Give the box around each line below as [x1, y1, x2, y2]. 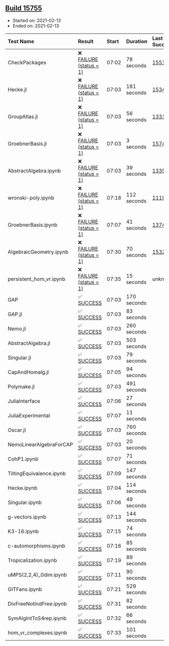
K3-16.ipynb [8, 528, 39, 535]
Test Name [8, 38, 34, 45]
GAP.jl [8, 311, 22, 318]
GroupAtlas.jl [8, 113, 38, 120]
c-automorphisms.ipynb [8, 542, 65, 549]
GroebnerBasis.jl [8, 140, 47, 147]
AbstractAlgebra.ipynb [8, 167, 61, 174]
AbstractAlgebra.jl [8, 339, 50, 346]
